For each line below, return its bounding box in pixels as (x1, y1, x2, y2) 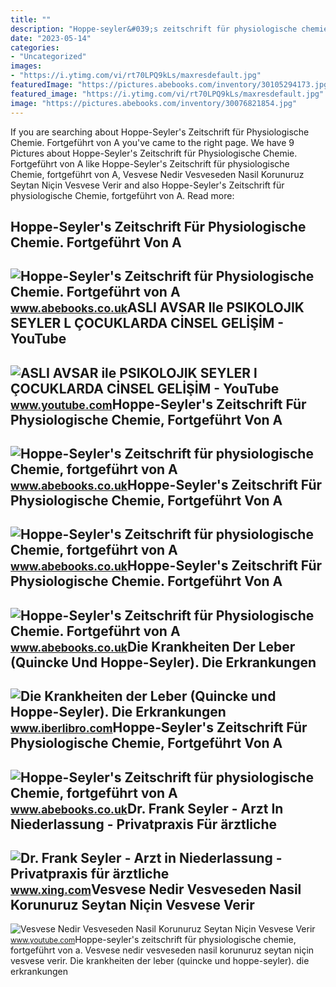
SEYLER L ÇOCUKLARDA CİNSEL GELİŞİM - (10, 315, 285, 332)
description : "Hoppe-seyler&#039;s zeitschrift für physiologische (10, 24, 298, 34)
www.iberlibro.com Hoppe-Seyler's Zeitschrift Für (10, 719, 308, 736)
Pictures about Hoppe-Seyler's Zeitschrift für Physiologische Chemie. (10, 147, 298, 159)
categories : (10, 42, 60, 53)
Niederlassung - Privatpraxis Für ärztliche (10, 816, 277, 833)
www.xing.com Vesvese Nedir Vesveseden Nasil (10, 881, 302, 898)
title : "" (10, 14, 52, 25)
